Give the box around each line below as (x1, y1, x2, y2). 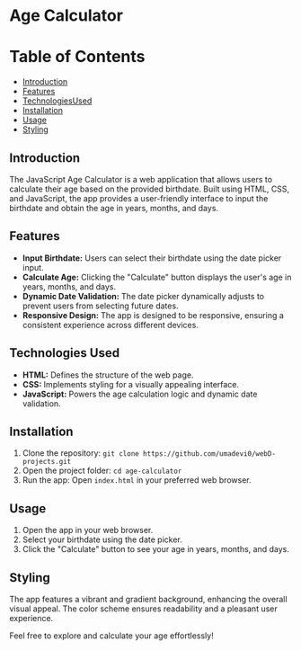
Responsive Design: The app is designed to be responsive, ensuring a (22, 309, 285, 320)
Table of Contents (9, 47, 146, 67)
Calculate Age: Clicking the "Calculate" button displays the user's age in (22, 272, 292, 282)
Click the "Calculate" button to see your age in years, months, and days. (22, 544, 289, 555)
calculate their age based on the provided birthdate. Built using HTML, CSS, (9, 183, 290, 194)
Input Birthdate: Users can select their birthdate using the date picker (22, 253, 282, 263)
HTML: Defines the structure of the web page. (22, 370, 194, 380)
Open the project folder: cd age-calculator (22, 465, 182, 476)
